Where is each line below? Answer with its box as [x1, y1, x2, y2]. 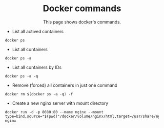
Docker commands [43, 3, 121, 14]
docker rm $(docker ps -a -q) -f [5, 91, 73, 96]
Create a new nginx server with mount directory [12, 100, 108, 106]
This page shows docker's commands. [43, 19, 121, 25]
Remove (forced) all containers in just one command [12, 82, 118, 88]
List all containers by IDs [12, 64, 62, 70]
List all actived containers [12, 28, 64, 34]
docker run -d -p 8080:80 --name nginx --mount [5, 110, 104, 114]
